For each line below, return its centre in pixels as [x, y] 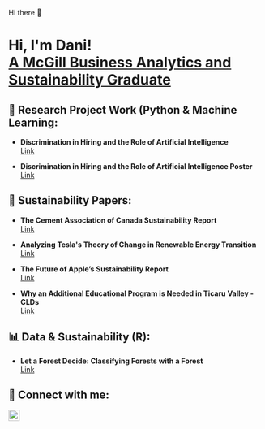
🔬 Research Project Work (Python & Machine [123, 110]
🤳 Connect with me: [59, 395]
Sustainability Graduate [90, 80]
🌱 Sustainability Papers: [70, 200]
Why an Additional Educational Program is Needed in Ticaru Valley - [137, 293]
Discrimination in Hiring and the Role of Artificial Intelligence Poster [136, 166]
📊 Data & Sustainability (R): [79, 337]
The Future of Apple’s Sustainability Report [94, 269]
